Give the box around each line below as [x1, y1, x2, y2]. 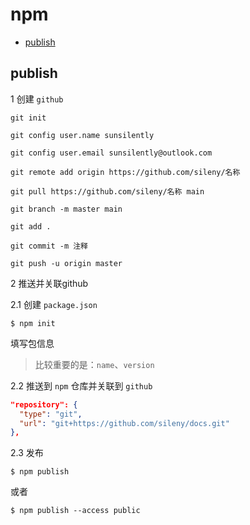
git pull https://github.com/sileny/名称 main [10, 186, 205, 197]
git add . [10, 221, 52, 232]
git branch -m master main [10, 204, 123, 214]
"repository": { [10, 399, 78, 410]
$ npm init [10, 318, 56, 328]
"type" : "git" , [19, 409, 83, 419]
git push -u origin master [10, 258, 123, 268]
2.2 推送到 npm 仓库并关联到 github [10, 379, 153, 392]
